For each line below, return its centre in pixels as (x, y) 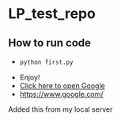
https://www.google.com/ (61, 94)
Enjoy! (30, 77)
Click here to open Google (62, 85)
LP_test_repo (52, 14)
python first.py (46, 62)
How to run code (50, 43)
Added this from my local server (60, 109)
